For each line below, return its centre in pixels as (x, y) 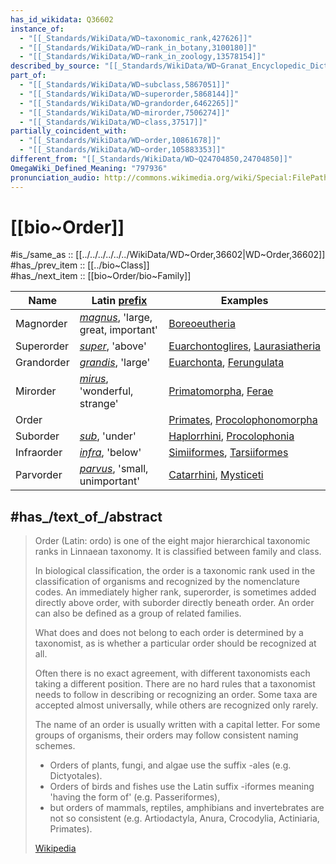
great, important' (118, 330)
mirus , (94, 379)
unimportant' (109, 481)
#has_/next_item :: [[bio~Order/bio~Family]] (101, 276)
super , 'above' (113, 346)
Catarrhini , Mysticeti (216, 475)
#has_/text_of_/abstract (86, 516)
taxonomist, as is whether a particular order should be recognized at (175, 643)
